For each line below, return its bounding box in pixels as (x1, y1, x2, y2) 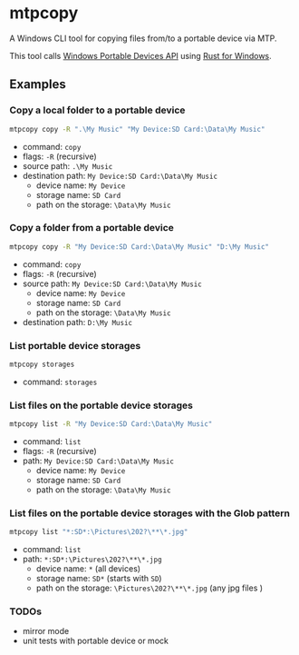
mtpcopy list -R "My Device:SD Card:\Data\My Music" (9, 420, 213, 429)
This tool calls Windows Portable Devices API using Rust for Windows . (9, 50, 272, 61)
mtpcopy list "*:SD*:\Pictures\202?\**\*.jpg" (9, 528, 188, 537)
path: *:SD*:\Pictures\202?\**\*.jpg (22, 553, 162, 565)
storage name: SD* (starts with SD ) (35, 573, 162, 584)
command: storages (22, 376, 98, 387)
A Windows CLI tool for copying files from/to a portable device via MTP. (9, 33, 278, 44)
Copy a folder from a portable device (9, 222, 175, 234)
